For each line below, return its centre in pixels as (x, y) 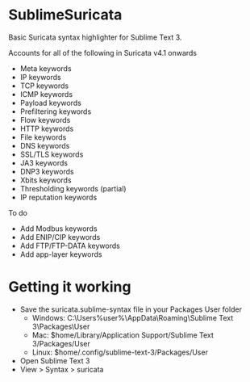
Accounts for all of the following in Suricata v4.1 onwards (103, 52)
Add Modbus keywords (59, 229)
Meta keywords (46, 68)
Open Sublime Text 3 (55, 360)
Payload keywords (51, 103)
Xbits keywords (46, 180)
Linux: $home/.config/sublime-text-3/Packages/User (120, 352)
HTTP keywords (47, 128)
